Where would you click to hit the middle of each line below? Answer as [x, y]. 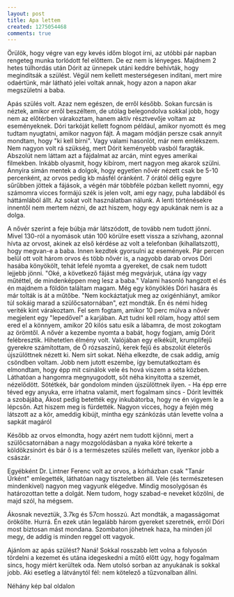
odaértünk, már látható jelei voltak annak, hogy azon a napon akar [102, 83]
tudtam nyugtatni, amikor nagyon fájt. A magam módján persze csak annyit [115, 134]
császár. [19, 458]
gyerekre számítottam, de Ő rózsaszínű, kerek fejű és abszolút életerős [109, 347]
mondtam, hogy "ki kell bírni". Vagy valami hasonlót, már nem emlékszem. [113, 141]
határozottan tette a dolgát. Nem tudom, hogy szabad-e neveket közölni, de [116, 494]
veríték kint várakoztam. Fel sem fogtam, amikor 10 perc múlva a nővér [109, 310]
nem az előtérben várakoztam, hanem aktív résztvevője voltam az [102, 119]
